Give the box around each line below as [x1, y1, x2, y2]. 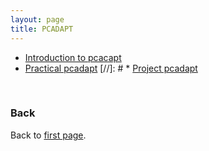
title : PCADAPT [10, 24, 74, 34]
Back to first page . [10, 129, 87, 141]
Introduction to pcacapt [24, 51, 122, 63]
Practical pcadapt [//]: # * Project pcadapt [24, 62, 198, 74]
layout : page [10, 14, 65, 25]
